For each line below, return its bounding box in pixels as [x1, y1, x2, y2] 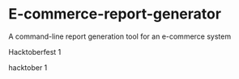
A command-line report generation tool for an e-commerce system [8, 31, 232, 41]
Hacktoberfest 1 [8, 47, 62, 56]
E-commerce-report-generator [8, 5, 221, 23]
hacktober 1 [8, 62, 48, 73]
